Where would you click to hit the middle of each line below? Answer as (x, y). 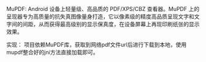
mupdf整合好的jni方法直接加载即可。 (52, 52)
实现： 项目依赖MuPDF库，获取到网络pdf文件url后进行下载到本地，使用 (97, 45)
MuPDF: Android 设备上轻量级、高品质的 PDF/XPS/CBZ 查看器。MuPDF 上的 (103, 9)
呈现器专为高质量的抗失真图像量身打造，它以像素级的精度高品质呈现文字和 (100, 16)
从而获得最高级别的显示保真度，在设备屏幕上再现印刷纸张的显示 (119, 24)
